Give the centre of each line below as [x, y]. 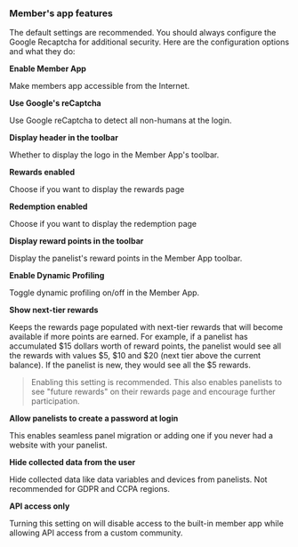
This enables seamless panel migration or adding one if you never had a [141, 436]
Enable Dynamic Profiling [57, 276]
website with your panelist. [59, 445]
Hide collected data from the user [72, 463]
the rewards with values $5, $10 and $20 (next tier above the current [135, 356]
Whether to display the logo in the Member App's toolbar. [114, 155]
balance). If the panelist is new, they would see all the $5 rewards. [130, 365]
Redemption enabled [48, 206]
